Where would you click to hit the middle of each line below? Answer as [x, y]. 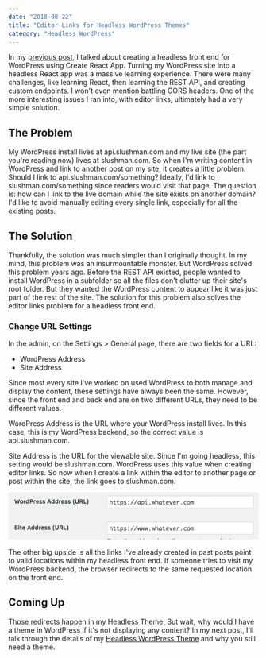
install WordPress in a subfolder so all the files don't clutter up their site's [128, 281]
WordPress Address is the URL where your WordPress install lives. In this [127, 424]
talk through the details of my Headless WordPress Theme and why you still [132, 638]
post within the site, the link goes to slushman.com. [92, 482]
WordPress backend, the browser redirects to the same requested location [130, 569]
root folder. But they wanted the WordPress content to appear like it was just [133, 289]
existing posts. [32, 211]
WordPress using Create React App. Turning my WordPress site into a [122, 66]
